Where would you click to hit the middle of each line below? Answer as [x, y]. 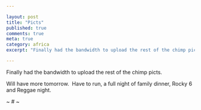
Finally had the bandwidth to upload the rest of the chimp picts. [84, 72]
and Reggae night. [29, 90]
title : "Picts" [25, 22]
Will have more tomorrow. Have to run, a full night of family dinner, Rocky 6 [99, 83]
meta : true [20, 39]
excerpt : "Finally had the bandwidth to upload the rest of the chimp [96, 50]
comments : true [25, 33]
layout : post [22, 17]
